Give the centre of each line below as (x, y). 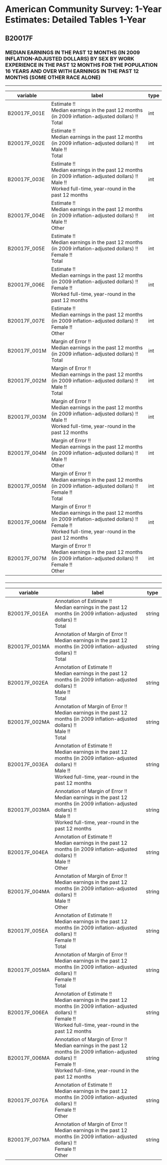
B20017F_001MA (29, 646)
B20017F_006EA (28, 1012)
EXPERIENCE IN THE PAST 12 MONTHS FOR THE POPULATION (82, 65)
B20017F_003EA (28, 764)
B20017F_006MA (29, 1058)
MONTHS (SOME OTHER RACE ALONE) (53, 77)
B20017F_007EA (28, 1100)
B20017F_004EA (28, 852)
